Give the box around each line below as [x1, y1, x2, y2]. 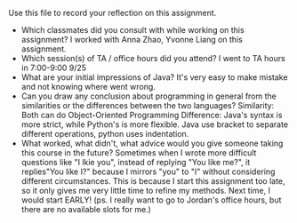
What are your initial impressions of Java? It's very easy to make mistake [20, 72, 288, 83]
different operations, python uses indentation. [20, 129, 189, 139]
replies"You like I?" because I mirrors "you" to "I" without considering [20, 166, 276, 177]
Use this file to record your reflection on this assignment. [8, 8, 217, 18]
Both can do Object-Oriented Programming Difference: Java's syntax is [20, 110, 283, 120]
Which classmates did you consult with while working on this [20, 25, 245, 35]
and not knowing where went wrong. [20, 82, 157, 92]
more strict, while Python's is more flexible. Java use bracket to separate [20, 119, 289, 130]
